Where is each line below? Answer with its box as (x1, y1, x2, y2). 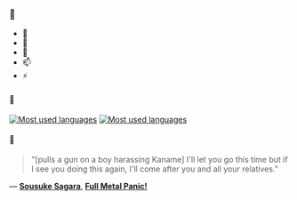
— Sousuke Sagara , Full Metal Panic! (9, 180, 148, 191)
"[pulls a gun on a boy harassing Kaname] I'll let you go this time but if (30, 154, 288, 164)
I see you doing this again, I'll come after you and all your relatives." (30, 164, 278, 174)
